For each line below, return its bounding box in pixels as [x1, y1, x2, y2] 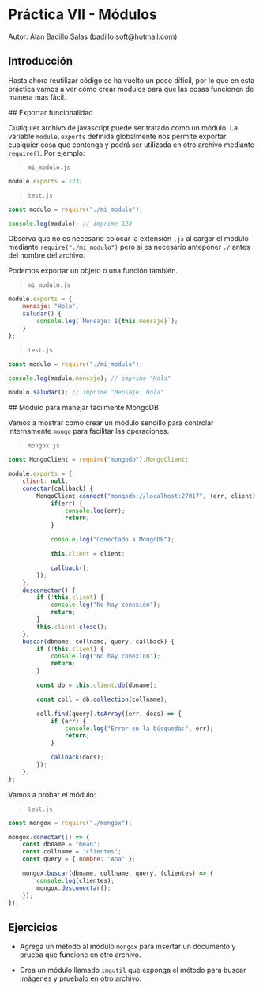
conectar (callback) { [22, 484, 93, 492]
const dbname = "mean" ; [22, 840, 101, 849]
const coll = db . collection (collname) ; [36, 695, 168, 703]
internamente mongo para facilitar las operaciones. [8, 427, 170, 436]
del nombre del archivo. [8, 251, 85, 260]
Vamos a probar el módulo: [8, 789, 96, 799]
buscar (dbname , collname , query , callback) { [22, 638, 175, 646]
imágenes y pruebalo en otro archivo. [19, 974, 142, 983]
